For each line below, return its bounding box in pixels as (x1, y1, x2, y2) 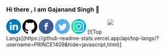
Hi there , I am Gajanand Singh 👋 (6, 5, 100, 14)
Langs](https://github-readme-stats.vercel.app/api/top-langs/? (6, 35, 160, 42)
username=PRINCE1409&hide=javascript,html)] (6, 41, 122, 48)
